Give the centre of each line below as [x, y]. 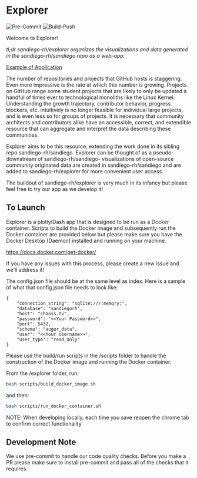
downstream [21, 159]
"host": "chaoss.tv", [43, 314]
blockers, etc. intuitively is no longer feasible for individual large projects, [95, 110]
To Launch [26, 208]
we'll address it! [25, 269]
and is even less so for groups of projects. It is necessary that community [95, 116]
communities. [23, 135]
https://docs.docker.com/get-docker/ [51, 252]
